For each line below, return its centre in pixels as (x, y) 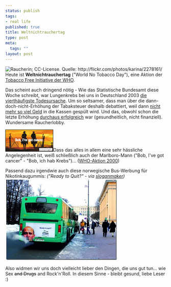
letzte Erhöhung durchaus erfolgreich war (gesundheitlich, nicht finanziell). (84, 117)
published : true (22, 27)
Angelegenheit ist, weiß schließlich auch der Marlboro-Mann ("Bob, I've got (85, 155)
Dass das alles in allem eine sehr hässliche (98, 150)
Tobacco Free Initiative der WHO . (40, 80)
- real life (18, 21)
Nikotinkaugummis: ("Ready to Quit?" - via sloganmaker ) (65, 176)
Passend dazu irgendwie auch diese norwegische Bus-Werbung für (76, 171)
